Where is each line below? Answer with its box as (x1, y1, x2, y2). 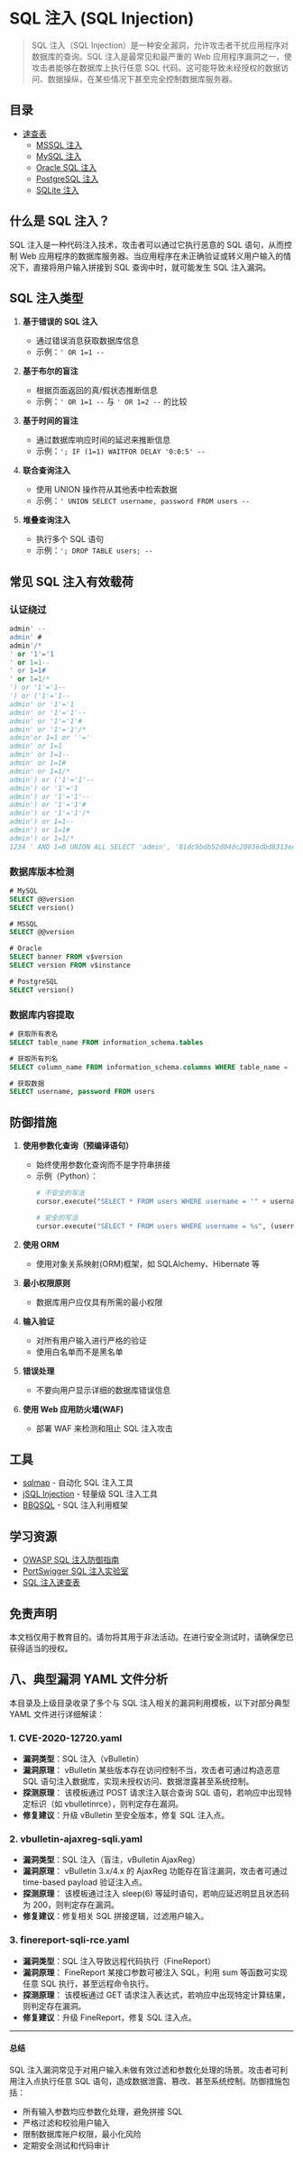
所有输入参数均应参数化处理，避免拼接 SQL (22, 2106, 183, 2117)
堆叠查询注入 (22, 515, 70, 526)
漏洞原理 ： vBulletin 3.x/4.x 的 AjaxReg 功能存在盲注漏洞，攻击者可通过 (22, 1866, 289, 1877)
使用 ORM (22, 1239, 60, 1250)
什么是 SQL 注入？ (9, 214, 110, 229)
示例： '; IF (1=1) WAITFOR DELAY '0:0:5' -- (35, 446, 206, 456)
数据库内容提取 (9, 1008, 75, 1021)
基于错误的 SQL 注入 (22, 317, 98, 327)
